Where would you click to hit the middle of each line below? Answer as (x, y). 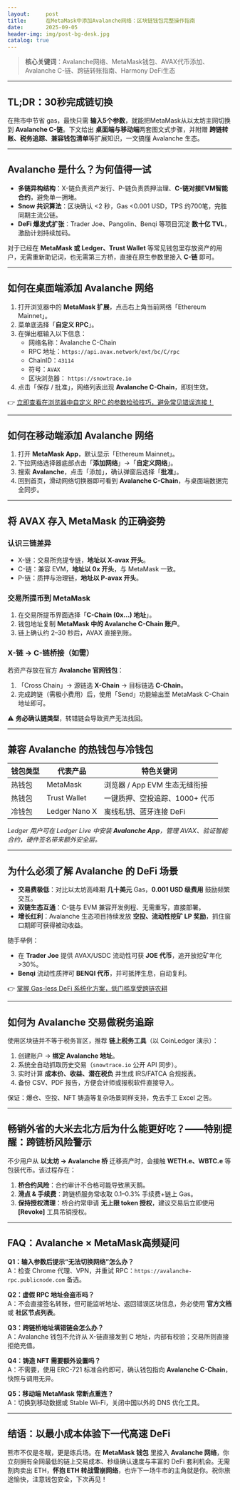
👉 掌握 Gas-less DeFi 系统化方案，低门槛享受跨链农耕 (88, 989)
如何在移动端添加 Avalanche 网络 (80, 435)
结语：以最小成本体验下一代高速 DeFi (89, 1434)
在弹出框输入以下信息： (52, 333)
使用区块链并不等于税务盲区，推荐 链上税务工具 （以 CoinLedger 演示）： (113, 1041)
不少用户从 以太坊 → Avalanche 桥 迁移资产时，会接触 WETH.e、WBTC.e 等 (119, 1160)
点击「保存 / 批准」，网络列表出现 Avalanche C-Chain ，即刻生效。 (115, 387)
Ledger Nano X (72, 812)
